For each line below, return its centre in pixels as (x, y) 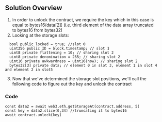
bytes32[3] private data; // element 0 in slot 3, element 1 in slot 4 (83, 65)
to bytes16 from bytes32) (37, 30)
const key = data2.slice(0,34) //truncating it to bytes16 (66, 111)
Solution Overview (33, 8)
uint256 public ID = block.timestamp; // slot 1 (59, 48)
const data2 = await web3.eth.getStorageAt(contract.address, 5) (72, 106)
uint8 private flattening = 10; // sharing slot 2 (62, 52)
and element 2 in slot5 (29, 70)
